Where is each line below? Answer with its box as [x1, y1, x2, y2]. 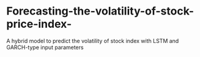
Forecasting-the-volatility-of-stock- [6, 4, 194, 18]
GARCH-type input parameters [6, 44, 84, 51]
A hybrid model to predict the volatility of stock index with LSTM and [6, 37, 179, 44]
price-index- [6, 17, 72, 31]
